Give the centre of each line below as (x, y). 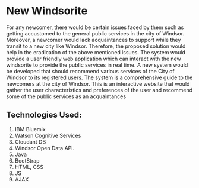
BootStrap (27, 160)
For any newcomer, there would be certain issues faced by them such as (95, 27)
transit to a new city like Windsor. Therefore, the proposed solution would (96, 46)
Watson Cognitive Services (48, 135)
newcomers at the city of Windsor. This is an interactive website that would (98, 83)
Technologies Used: (44, 115)
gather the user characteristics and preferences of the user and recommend (99, 90)
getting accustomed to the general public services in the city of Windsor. (95, 33)
